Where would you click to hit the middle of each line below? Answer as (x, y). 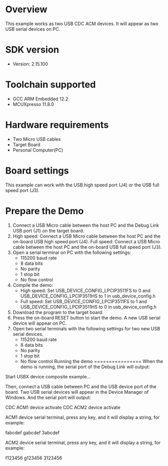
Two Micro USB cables (37, 139)
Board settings (37, 171)
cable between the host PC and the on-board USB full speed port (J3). (87, 247)
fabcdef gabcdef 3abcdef (33, 432)
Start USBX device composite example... (48, 376)
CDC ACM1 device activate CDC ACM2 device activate (63, 407)
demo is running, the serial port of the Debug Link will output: (85, 367)
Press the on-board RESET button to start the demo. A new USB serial (86, 317)
